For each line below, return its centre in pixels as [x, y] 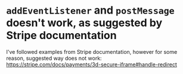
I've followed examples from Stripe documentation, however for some [92, 52]
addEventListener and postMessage [90, 10]
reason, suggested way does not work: [54, 58]
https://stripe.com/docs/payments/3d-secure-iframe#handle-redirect [92, 64]
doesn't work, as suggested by [84, 23]
